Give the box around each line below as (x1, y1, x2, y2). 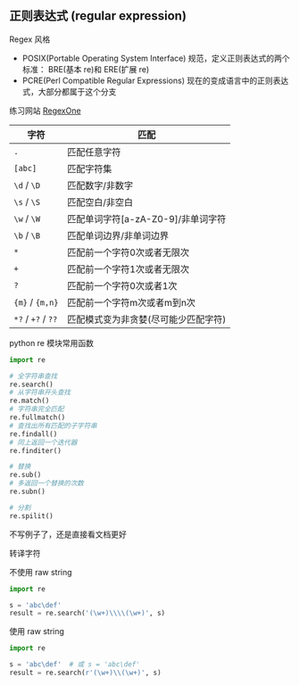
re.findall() (9, 429, 58, 439)
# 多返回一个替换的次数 (9, 479, 85, 488)
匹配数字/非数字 (66, 179, 134, 192)
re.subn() (9, 487, 46, 497)
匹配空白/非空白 (66, 195, 134, 208)
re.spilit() (9, 511, 54, 520)
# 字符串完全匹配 (9, 405, 64, 414)
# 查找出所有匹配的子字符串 (9, 421, 98, 430)
